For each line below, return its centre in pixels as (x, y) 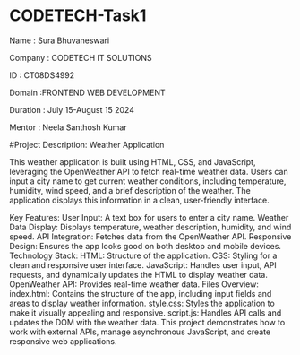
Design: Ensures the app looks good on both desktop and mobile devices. (146, 246)
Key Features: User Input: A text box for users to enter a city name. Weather (149, 217)
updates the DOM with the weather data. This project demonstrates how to (147, 322)
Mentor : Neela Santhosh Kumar (68, 127)
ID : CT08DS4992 (42, 75)
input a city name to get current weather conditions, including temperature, (148, 181)
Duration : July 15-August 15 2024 (72, 109)
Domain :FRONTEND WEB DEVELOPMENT (87, 92)
